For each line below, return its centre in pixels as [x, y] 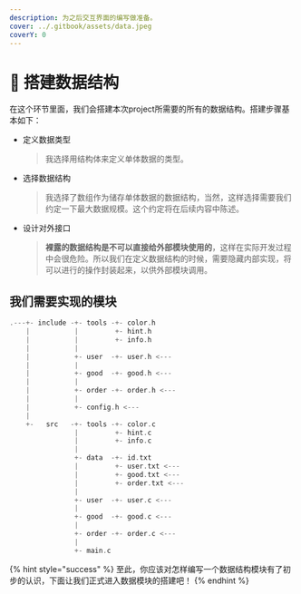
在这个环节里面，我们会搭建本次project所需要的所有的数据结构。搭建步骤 [146, 109]
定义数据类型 [46, 140]
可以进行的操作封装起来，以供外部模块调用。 [129, 270]
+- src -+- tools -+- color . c [91, 424]
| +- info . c [113, 441]
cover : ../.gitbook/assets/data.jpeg [81, 26]
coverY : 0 [28, 34]
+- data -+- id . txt [113, 458]
